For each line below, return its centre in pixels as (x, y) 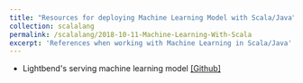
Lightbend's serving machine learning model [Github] (121, 69)
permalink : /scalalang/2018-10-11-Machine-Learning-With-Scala (131, 34)
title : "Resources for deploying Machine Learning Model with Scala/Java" (153, 18)
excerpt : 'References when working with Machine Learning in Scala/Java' (151, 43)
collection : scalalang (52, 26)
